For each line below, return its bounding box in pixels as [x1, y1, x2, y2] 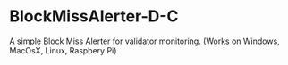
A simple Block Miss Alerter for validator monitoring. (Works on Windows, [9, 36, 280, 46]
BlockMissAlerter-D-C [9, 6, 179, 27]
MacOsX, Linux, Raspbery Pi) [9, 45, 117, 55]
